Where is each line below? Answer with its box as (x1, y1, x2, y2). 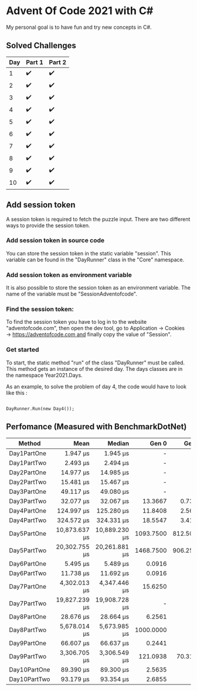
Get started (6, 345, 39, 354)
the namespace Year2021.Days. (6, 371, 83, 378)
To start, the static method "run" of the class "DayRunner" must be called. (6, 359, 185, 366)
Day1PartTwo (9, 459, 47, 467)
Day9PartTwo (9, 652, 47, 660)
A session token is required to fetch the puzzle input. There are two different (6, 215, 191, 222)
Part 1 (26, 58, 43, 66)
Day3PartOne (9, 487, 47, 496)
